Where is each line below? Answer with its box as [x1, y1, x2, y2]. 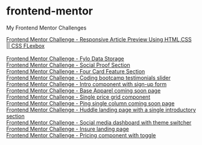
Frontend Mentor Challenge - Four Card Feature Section [6, 67, 145, 75]
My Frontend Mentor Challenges [6, 24, 87, 31]
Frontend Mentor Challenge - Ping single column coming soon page [6, 99, 175, 106]
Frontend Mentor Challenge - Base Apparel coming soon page [6, 87, 161, 94]
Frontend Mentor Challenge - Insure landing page [6, 125, 130, 132]
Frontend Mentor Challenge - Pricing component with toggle [6, 131, 156, 139]
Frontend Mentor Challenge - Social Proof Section [6, 61, 131, 69]
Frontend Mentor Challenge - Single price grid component [6, 93, 151, 100]
